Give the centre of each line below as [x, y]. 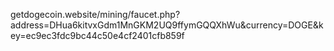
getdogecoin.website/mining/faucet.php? [95, 14]
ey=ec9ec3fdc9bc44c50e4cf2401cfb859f [97, 35]
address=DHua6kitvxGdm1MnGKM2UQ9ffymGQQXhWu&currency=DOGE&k [167, 25]
